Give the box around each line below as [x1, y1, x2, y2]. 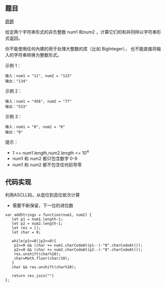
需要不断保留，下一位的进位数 [12, 202, 73, 208]
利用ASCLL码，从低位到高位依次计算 [5, 192, 80, 198]
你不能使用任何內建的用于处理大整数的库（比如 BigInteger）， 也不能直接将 [5, 46, 157, 52]
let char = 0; [11, 230, 41, 235]
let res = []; [11, 225, 41, 231]
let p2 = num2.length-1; [11, 221, 63, 226]
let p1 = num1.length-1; [11, 217, 63, 222]
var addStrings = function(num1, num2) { [5, 212, 92, 217]
